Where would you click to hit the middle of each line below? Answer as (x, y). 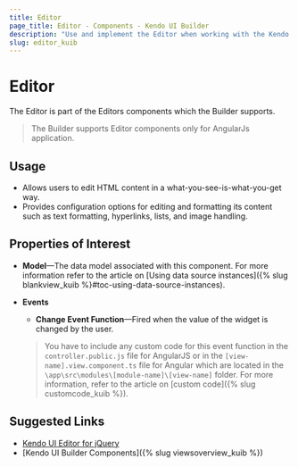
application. (53, 138)
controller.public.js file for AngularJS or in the (133, 355)
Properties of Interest (70, 244)
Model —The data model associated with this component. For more (145, 265)
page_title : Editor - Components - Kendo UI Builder (109, 26)
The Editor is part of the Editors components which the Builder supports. (142, 112)
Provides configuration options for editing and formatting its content (147, 207)
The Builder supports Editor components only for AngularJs (140, 129)
